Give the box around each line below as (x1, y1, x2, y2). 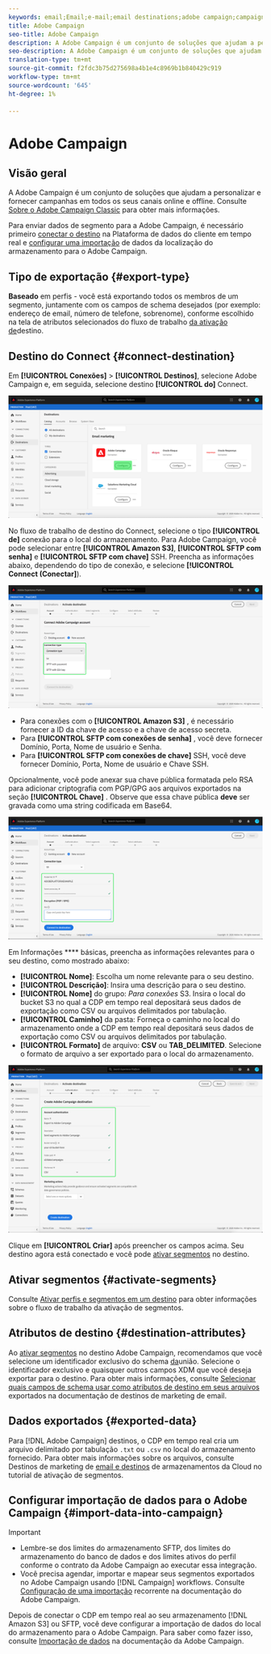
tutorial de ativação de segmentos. (8, 1470, 123, 1480)
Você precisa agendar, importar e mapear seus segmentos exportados (19, 1569, 256, 1579)
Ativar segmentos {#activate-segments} (8, 1273, 218, 1287)
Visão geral (8, 166, 67, 180)
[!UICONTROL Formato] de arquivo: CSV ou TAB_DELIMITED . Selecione (19, 1041, 262, 1050)
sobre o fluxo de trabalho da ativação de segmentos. (8, 1303, 184, 1313)
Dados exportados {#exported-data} (8, 1414, 198, 1428)
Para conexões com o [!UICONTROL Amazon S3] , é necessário (19, 716, 234, 726)
